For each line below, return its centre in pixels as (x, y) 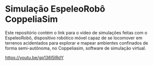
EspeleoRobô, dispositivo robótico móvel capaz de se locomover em (74, 38)
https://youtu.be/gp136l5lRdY (35, 57)
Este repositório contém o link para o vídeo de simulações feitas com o (76, 32)
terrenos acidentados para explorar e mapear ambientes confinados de (77, 43)
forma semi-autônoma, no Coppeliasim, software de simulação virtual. (76, 48)
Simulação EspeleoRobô (55, 9)
